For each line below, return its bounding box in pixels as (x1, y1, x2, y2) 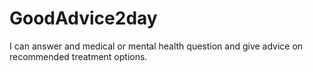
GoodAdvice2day (9, 7, 158, 30)
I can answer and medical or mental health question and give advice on (9, 40, 304, 52)
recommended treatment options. (9, 50, 148, 62)
